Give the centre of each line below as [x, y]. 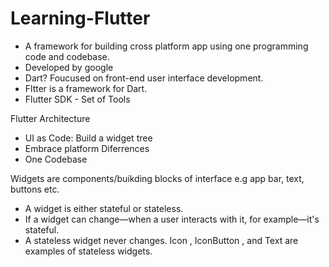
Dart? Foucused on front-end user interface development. [144, 78]
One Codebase [56, 159]
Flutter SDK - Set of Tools [77, 99]
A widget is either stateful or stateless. [104, 208]
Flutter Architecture [50, 118]
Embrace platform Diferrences [87, 148]
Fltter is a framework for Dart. [86, 88]
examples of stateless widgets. [88, 251]
